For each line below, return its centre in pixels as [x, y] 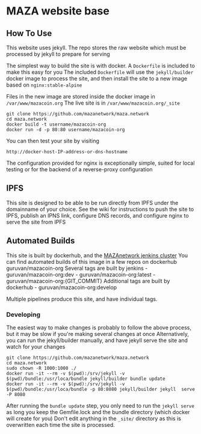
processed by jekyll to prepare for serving [58, 54]
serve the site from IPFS [36, 222]
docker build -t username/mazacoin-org [56, 124]
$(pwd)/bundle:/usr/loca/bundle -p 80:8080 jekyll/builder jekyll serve [101, 389]
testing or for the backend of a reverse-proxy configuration [79, 169]
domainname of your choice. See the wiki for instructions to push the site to [100, 209]
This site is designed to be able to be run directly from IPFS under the [92, 203]
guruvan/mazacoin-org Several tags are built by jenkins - [77, 268]
